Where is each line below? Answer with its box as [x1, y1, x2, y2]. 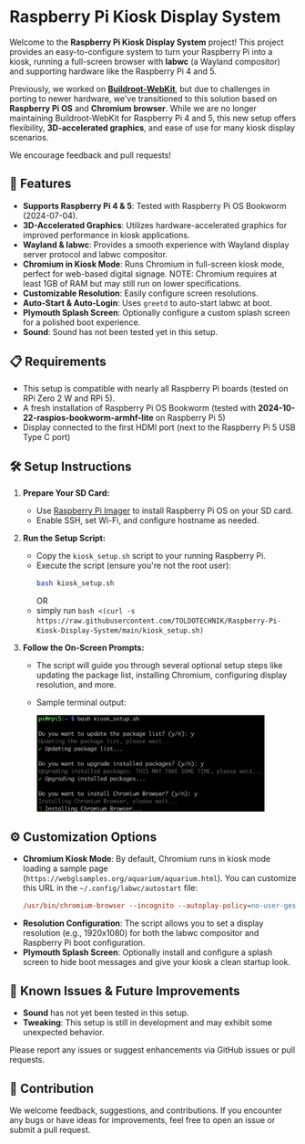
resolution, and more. [36, 679, 117, 690]
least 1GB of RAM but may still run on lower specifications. [22, 278, 242, 289]
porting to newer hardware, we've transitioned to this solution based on [9, 93, 278, 104]
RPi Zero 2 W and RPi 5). [22, 393, 116, 404]
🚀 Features [9, 176, 72, 192]
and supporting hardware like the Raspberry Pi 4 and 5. [9, 66, 217, 77]
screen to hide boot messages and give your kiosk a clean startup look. [22, 957, 291, 968]
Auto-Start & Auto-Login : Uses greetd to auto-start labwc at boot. [22, 297, 273, 308]
